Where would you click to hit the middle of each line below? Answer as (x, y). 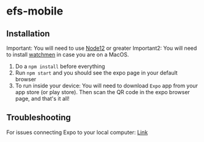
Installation (28, 34)
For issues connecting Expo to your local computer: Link (77, 132)
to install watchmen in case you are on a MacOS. (68, 55)
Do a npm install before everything (60, 66)
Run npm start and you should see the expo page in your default (97, 73)
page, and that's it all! (42, 99)
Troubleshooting (39, 117)
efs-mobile (35, 11)
